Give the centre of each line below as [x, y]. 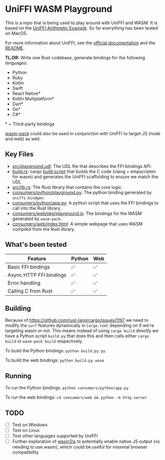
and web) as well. [23, 139]
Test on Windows [30, 425]
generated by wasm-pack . [37, 219]
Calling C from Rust [30, 291]
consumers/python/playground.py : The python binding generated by [82, 192]
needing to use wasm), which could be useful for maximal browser [80, 447]
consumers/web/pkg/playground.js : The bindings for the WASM [77, 213]
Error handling [24, 283]
